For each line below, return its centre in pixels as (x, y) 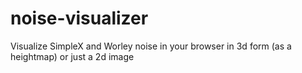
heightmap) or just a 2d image (72, 56)
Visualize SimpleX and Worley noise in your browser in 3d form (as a (151, 46)
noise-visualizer (79, 18)
